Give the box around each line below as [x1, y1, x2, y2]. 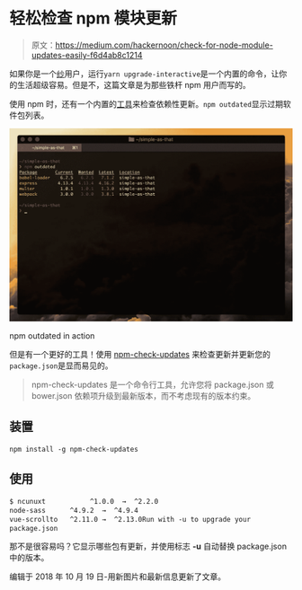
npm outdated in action [9, 330, 95, 341]
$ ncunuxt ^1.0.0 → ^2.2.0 [9, 497, 159, 506]
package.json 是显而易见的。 [9, 360, 113, 371]
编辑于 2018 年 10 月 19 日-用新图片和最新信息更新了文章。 [9, 571, 226, 582]
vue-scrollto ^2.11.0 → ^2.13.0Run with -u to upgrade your [9, 515, 252, 524]
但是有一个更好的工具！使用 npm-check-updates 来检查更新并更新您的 [9, 348, 271, 359]
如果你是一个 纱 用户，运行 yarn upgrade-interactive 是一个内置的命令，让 [9, 68, 280, 79]
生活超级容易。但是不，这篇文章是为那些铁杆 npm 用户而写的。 [16, 79, 251, 90]
